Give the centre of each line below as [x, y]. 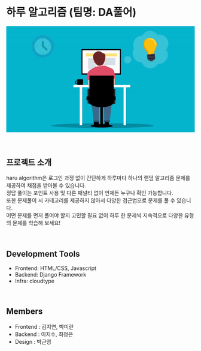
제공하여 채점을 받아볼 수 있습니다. [46, 185]
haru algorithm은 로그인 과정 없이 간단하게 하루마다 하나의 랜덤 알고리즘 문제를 [98, 178]
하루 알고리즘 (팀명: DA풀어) [71, 12]
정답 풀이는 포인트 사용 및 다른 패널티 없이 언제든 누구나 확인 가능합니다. [90, 193]
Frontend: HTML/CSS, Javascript [56, 268]
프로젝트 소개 [29, 162]
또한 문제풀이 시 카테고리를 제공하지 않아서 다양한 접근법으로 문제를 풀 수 [91, 200]
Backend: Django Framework [51, 275]
